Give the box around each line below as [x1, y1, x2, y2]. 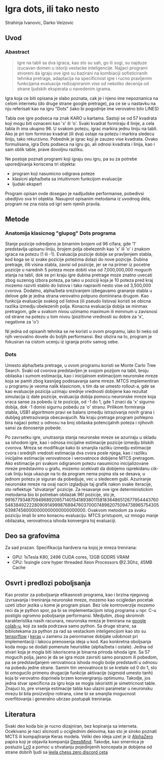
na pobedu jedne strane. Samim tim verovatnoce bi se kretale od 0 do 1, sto [5, 665, 158, 671]
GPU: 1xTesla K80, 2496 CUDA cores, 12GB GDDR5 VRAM [12, 554, 130, 560]
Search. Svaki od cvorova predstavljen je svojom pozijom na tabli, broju [5, 368, 149, 373]
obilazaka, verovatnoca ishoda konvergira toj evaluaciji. [5, 517, 117, 523]
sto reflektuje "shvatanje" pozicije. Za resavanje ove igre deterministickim [5, 486, 153, 492]
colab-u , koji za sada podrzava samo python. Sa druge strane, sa [5, 623, 137, 629]
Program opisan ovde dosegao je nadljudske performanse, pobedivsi [5, 190, 144, 196]
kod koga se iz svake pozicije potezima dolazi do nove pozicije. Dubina [5, 256, 148, 263]
